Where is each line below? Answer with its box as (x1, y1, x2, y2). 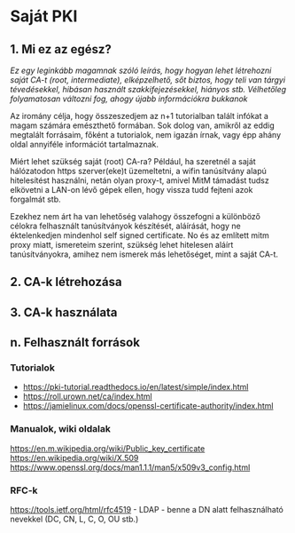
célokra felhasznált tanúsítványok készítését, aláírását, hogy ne (10, 220, 242, 231)
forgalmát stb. (10, 194, 61, 204)
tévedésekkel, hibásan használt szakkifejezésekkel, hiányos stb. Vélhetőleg (10, 84, 287, 94)
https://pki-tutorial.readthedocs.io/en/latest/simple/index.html (22, 382, 249, 393)
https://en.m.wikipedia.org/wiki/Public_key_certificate (10, 442, 206, 454)
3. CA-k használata (10, 305, 118, 320)
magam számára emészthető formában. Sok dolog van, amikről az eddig (10, 120, 275, 131)
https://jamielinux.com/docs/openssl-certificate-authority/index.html (22, 401, 274, 411)
